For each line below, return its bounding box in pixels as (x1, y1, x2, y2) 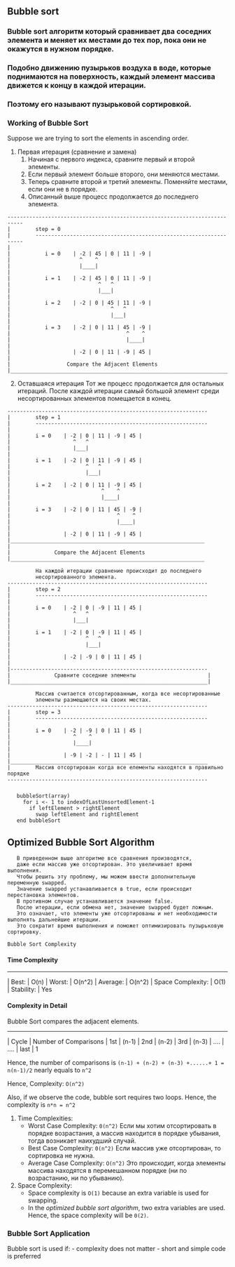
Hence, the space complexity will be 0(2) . (27, 1211, 149, 1219)
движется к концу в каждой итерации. (7, 81, 147, 91)
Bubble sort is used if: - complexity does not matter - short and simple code (7, 1244, 226, 1252)
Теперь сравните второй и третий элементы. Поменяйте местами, (27, 178, 228, 186)
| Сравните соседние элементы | (7, 672, 211, 679)
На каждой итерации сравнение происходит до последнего (35, 568, 201, 575)
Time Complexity (7, 955, 58, 964)
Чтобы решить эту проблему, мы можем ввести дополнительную (16, 873, 196, 880)
